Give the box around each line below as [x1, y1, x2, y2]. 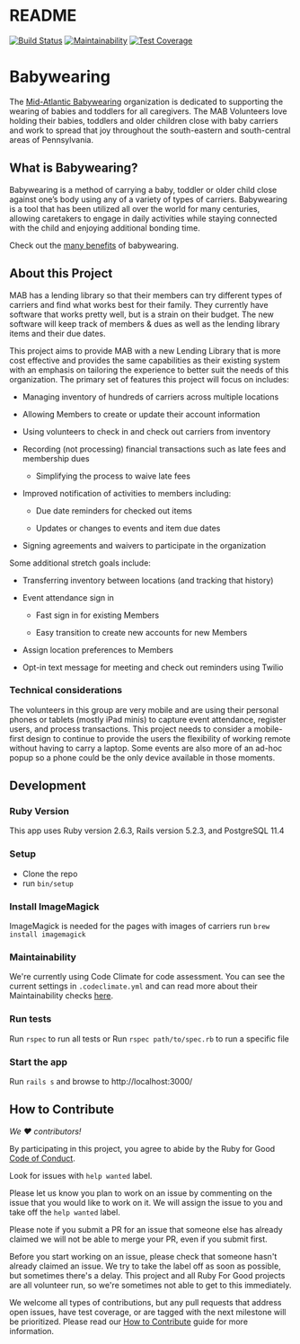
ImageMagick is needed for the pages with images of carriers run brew [9, 921, 270, 932]
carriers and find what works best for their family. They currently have [9, 299, 269, 310]
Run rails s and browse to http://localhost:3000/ [9, 1076, 193, 1086]
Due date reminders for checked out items [35, 505, 193, 516]
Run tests [9, 1013, 52, 1025]
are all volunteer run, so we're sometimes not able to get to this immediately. [9, 1279, 292, 1290]
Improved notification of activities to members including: [22, 488, 232, 498]
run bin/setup [22, 877, 74, 889]
